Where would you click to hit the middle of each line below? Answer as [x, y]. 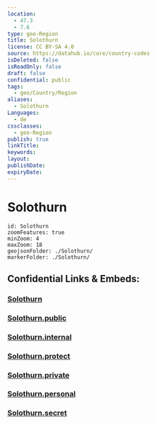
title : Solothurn [33, 40]
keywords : [22, 152]
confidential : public [39, 80]
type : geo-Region [33, 34]
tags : [15, 87]
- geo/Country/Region [46, 93]
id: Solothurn [28, 226]
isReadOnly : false [34, 67]
